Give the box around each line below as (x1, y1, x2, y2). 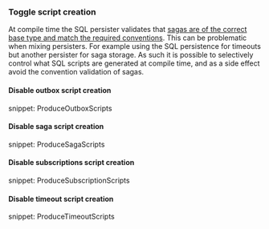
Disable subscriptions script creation (8, 158, 135, 167)
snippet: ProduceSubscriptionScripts (8, 175, 130, 185)
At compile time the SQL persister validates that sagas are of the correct (8, 25, 247, 34)
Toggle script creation (8, 6, 96, 18)
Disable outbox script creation (8, 85, 112, 94)
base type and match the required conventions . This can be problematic (8, 33, 247, 42)
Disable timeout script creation (8, 194, 114, 203)
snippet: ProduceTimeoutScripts (8, 211, 115, 222)
